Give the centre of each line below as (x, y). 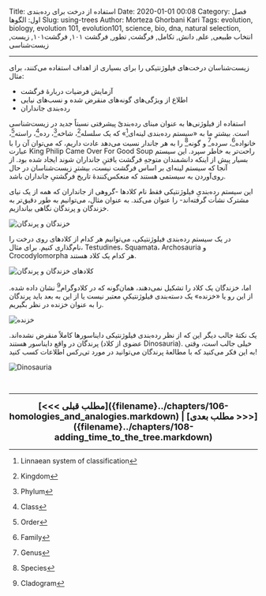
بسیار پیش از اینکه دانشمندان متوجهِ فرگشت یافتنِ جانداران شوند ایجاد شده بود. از (129, 159)
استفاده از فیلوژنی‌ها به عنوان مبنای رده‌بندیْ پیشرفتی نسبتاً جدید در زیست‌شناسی (127, 123)
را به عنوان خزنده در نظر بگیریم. (56, 304)
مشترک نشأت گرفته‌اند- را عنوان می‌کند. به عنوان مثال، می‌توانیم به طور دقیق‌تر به (129, 200)
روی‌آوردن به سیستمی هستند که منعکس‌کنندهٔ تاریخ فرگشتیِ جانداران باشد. (117, 176)
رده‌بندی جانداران (45, 108)
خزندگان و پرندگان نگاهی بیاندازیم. (59, 208)
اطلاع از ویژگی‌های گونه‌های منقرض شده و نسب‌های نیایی (104, 99)
